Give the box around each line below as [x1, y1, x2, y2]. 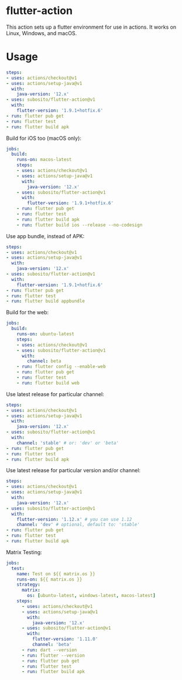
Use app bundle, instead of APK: [6, 232, 85, 239]
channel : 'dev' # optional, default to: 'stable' [16, 522, 140, 528]
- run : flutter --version [21, 652, 85, 658]
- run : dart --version [21, 647, 77, 653]
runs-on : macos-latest [16, 157, 72, 163]
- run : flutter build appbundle [6, 298, 85, 304]
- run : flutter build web [16, 380, 80, 386]
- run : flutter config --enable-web [16, 364, 107, 370]
